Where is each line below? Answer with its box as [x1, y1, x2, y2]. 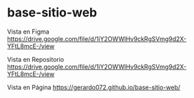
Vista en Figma [7, 27, 50, 36]
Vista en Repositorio [7, 55, 65, 63]
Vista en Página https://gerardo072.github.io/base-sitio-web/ [7, 83, 181, 91]
